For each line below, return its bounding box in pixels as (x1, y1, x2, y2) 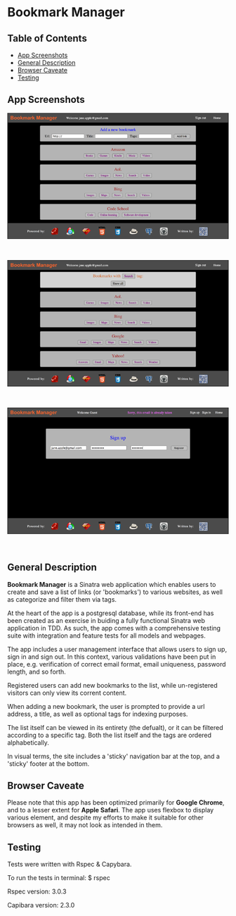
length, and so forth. (7, 667, 67, 676)
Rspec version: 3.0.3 (7, 887, 67, 896)
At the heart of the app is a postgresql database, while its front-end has (7, 609, 214, 617)
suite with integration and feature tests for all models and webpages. (7, 631, 206, 640)
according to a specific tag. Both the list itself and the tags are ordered (7, 731, 212, 739)
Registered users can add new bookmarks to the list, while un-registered (7, 681, 218, 689)
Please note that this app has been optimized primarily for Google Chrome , (7, 798, 225, 807)
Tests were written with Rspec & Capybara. (7, 860, 132, 869)
